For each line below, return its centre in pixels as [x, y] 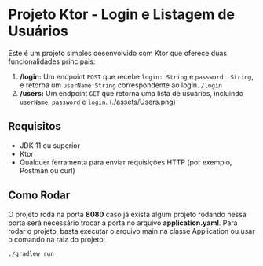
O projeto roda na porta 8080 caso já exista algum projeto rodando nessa [128, 214]
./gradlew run [31, 253]
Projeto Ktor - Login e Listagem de [122, 15]
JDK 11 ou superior [50, 145]
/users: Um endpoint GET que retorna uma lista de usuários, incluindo [131, 93]
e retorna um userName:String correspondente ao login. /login [121, 85]
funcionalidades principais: [52, 61]
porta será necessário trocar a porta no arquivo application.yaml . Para [123, 223]
